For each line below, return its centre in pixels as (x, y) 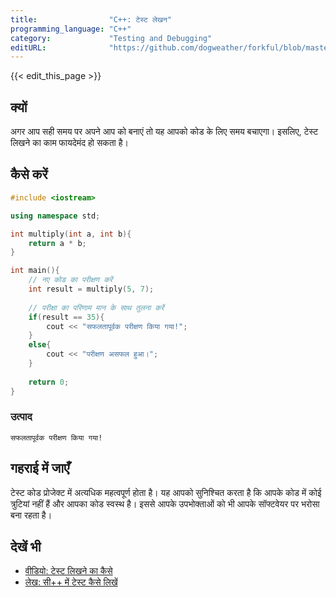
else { (40, 345)
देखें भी (26, 547)
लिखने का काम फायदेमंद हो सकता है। (69, 143)
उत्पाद (21, 417)
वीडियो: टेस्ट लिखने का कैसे (68, 571)
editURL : (28, 47)
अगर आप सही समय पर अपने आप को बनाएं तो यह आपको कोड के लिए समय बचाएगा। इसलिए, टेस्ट (164, 132)
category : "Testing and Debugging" (111, 38)
